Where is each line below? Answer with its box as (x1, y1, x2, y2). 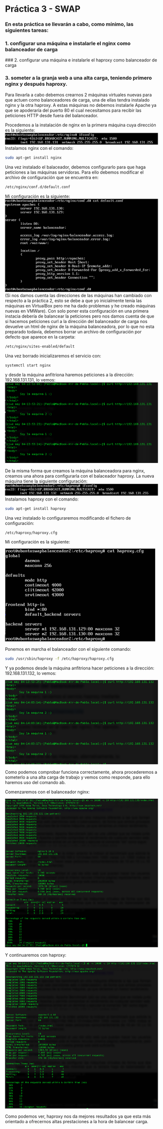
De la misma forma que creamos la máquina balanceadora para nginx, (5, 468, 146, 474)
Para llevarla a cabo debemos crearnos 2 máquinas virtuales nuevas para (5, 92, 152, 98)
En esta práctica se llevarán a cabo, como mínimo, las (5, 21, 134, 28)
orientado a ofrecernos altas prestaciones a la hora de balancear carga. (5, 1118, 149, 1124)
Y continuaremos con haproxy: (5, 952, 66, 958)
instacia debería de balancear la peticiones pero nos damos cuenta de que (5, 313, 154, 319)
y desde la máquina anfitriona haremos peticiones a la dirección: (5, 372, 134, 378)
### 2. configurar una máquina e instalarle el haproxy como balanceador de (5, 57, 158, 63)
